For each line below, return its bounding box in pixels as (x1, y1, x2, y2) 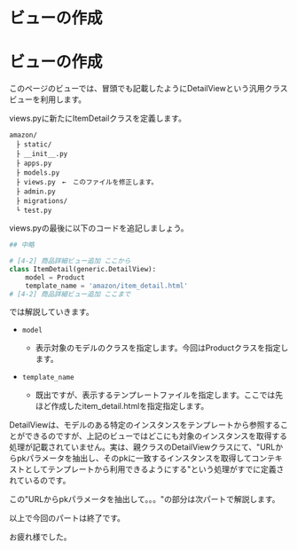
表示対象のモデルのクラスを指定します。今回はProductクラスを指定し (35, 342, 289, 353)
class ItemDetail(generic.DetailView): (9, 264, 157, 273)
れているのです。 (9, 475, 71, 486)
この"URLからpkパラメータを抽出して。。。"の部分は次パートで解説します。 (9, 494, 280, 505)
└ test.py (15, 206, 52, 216)
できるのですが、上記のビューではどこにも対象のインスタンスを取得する (24, 431, 288, 442)
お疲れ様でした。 (9, 531, 72, 542)
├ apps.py (15, 159, 52, 169)
